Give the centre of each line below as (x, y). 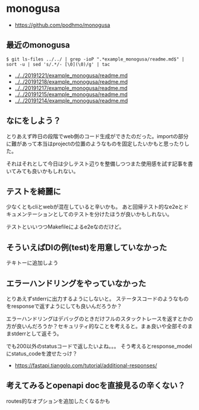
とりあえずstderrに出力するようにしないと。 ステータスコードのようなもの (97, 299)
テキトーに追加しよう (32, 263)
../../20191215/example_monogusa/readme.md (71, 94)
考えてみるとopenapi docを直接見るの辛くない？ (96, 385)
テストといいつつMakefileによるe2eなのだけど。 (65, 227)
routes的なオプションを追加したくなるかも (58, 401)
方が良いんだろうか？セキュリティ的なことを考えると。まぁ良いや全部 (91, 326)
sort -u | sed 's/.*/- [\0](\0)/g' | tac (58, 64)
